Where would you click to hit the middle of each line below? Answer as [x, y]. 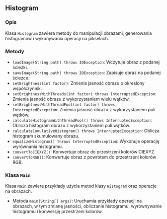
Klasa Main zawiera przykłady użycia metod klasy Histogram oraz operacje [81, 186]
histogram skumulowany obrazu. [46, 136]
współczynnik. [27, 88]
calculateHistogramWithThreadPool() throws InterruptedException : [82, 120]
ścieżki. [20, 67]
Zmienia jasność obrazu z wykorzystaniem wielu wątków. [71, 99]
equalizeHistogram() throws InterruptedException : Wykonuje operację [86, 141]
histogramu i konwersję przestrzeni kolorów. [58, 212]
